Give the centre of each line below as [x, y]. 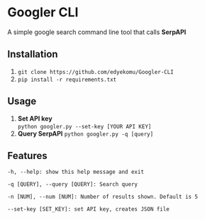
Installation [33, 54]
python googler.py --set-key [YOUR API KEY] [84, 126]
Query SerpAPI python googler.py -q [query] [85, 133]
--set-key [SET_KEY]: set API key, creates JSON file [89, 209]
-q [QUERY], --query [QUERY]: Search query [73, 185]
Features [27, 156]
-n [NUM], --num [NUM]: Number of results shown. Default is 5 [103, 197]
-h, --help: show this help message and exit [76, 172]
